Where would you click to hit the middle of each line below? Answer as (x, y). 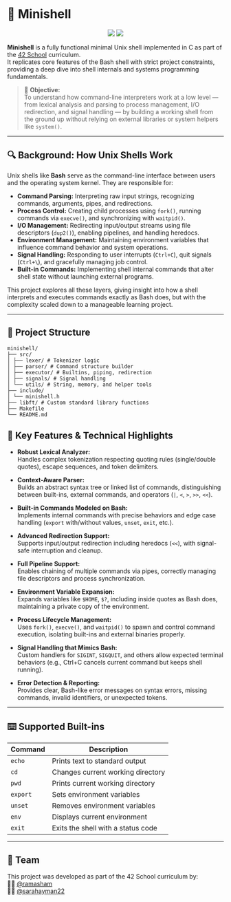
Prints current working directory (103, 784)
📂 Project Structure (49, 333)
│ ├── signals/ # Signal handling (57, 378)
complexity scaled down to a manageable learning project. (90, 304)
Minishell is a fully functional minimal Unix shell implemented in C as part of (114, 47)
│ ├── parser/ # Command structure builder (70, 366)
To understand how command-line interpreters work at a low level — (121, 97)
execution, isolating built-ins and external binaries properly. (101, 634)
